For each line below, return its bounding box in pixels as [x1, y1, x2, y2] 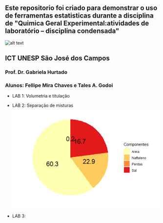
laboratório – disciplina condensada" [5, 27, 120, 35]
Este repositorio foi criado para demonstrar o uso [5, 4, 158, 12]
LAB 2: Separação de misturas [12, 102, 74, 108]
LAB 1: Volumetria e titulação [12, 93, 70, 99]
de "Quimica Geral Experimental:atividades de [5, 19, 149, 27]
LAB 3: [12, 213, 26, 219]
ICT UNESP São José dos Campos [5, 54, 110, 63]
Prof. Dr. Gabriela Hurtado [5, 69, 67, 75]
